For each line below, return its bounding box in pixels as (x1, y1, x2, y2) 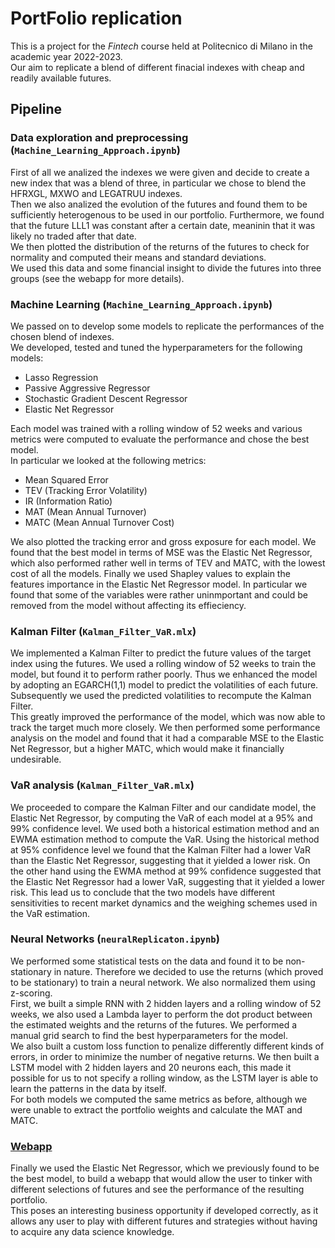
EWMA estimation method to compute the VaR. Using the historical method (10, 833, 320, 845)
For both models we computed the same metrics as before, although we (10, 1093, 308, 1105)
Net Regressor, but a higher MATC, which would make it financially (10, 743, 285, 755)
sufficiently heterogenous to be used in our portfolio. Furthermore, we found (10, 208, 325, 221)
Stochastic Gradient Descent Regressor (24, 392, 188, 404)
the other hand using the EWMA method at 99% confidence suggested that (10, 865, 322, 877)
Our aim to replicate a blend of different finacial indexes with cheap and (10, 61, 305, 73)
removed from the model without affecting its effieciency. (10, 599, 247, 611)
